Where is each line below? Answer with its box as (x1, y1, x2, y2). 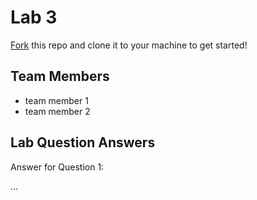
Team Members (10, 68, 110, 85)
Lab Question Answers (10, 134, 156, 151)
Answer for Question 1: (10, 161, 105, 173)
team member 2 (24, 105, 91, 117)
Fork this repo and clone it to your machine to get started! (10, 39, 248, 51)
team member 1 (24, 94, 89, 106)
